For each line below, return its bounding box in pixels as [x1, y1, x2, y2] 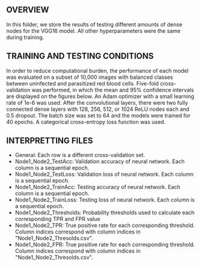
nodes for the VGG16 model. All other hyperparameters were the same [6, 27, 181, 34]
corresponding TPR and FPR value [14, 215, 100, 223]
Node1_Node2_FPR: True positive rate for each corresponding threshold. [14, 241, 196, 249]
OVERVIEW [6, 5, 49, 15]
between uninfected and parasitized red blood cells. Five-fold [6, 79, 159, 87]
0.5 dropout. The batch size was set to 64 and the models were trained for [6, 111, 191, 119]
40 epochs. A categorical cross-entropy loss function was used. [6, 118, 165, 125]
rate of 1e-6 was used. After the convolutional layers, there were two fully [6, 99, 188, 106]
